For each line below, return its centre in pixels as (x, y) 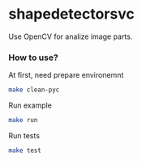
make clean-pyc (34, 90)
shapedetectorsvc (72, 14)
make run (23, 121)
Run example (30, 105)
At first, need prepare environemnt (66, 75)
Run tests (24, 135)
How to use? (33, 57)
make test (25, 150)
